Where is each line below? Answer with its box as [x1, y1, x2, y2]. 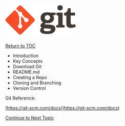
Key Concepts [12, 58, 43, 64]
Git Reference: [5, 95, 36, 101]
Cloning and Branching [12, 80, 61, 86]
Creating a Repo [12, 74, 47, 80]
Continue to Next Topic [5, 115, 54, 121]
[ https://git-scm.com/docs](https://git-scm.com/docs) [5, 105, 120, 111]
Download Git [12, 63, 42, 69]
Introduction [12, 53, 39, 59]
